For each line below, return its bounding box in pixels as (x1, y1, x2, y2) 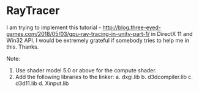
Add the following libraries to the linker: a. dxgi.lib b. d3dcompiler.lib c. (15, 73, 193, 80)
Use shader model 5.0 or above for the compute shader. (15, 66, 157, 74)
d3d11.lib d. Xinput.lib (15, 80, 69, 87)
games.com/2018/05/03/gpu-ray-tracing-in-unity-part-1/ (6, 30, 150, 37)
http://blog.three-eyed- (102, 24, 161, 31)
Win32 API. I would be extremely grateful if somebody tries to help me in (6, 36, 190, 44)
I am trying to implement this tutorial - (6, 24, 102, 31)
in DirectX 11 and (151, 30, 193, 37)
